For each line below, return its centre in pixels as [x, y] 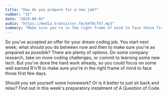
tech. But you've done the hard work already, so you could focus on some [81, 63]
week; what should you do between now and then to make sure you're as [80, 47]
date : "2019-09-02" [25, 19]
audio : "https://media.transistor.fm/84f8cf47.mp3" [60, 23]
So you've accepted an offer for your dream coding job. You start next [77, 42]
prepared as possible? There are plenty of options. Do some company [77, 53]
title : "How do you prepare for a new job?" [52, 10]
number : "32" [19, 14]
